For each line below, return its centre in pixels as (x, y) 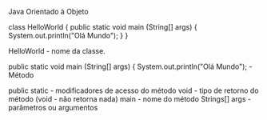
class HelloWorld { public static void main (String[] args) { (103, 27)
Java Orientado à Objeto (49, 12)
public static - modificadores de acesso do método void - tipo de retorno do (133, 90)
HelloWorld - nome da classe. (57, 51)
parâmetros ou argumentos (53, 108)
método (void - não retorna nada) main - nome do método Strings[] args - (130, 99)
